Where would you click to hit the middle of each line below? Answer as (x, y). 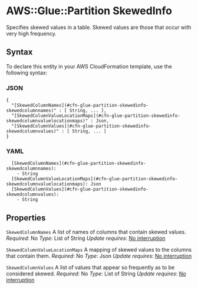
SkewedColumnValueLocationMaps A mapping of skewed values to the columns (99, 250)
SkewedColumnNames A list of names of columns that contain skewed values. (96, 232)
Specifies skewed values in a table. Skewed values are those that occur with (99, 27)
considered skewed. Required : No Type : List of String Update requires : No (96, 274)
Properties (26, 218)
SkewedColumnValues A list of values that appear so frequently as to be (90, 268)
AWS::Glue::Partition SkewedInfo (89, 11)
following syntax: (27, 73)
